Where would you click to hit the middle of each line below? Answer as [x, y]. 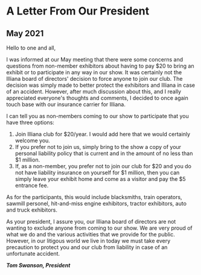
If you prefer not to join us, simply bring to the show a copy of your [98, 147]
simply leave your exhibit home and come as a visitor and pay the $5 [100, 179]
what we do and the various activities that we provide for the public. [91, 234]
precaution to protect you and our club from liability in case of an [87, 247]
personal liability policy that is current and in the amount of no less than [104, 153]
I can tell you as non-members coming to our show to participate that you [97, 116]
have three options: [30, 122]
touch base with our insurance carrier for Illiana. [66, 104]
